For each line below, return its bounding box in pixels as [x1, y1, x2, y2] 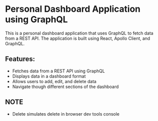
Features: [5, 55, 35, 63]
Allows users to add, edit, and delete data [12, 78, 97, 84]
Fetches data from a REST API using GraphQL [12, 68, 105, 74]
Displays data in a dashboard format [12, 73, 86, 79]
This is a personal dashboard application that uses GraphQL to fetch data [5, 30, 154, 36]
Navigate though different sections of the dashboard [12, 84, 119, 90]
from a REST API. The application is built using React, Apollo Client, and [5, 35, 150, 41]
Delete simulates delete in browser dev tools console [12, 111, 120, 117]
